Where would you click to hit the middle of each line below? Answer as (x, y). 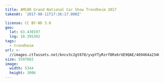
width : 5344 (22, 68)
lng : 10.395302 (25, 37)
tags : (10, 41)
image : (12, 64)
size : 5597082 (20, 59)
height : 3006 (23, 73)
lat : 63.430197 (25, 32)
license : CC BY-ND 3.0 (28, 23)
